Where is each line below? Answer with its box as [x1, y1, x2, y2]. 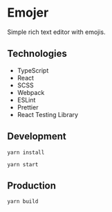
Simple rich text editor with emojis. [7, 28, 106, 36]
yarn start [7, 161, 39, 168]
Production [7, 179, 57, 191]
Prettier [17, 103, 39, 112]
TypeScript [17, 66, 49, 74]
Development [7, 130, 67, 143]
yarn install [7, 149, 45, 156]
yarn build [7, 198, 39, 205]
